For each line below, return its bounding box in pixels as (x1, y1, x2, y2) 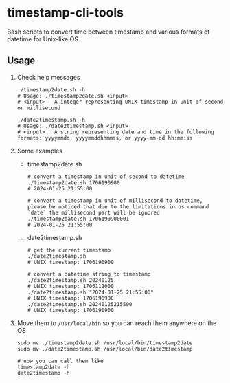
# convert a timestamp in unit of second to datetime (27, 173, 185, 180)
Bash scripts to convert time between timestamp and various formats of (7, 28, 211, 36)
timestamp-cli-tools (7, 5, 124, 21)
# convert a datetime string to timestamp (27, 270, 151, 278)
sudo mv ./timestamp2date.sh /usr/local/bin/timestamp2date (16, 339, 193, 347)
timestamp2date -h (16, 363, 70, 371)
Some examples (16, 146, 63, 155)
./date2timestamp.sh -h (16, 116, 86, 123)
